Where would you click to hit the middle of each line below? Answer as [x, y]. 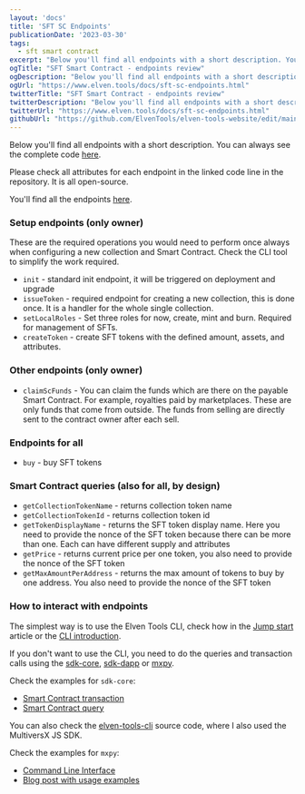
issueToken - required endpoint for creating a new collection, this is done [158, 299]
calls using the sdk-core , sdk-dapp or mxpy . [92, 662]
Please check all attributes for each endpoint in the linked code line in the [147, 172]
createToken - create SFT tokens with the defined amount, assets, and [153, 338]
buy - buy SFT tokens [62, 463]
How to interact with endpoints [79, 606]
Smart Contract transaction [73, 698]
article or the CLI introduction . [65, 635]
